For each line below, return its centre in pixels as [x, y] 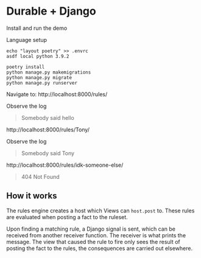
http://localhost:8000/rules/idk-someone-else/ [65, 165]
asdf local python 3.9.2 [38, 56]
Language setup [27, 40]
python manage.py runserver [42, 83]
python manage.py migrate [39, 77]
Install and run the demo [37, 28]
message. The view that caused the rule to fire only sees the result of [93, 242]
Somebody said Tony [48, 153]
